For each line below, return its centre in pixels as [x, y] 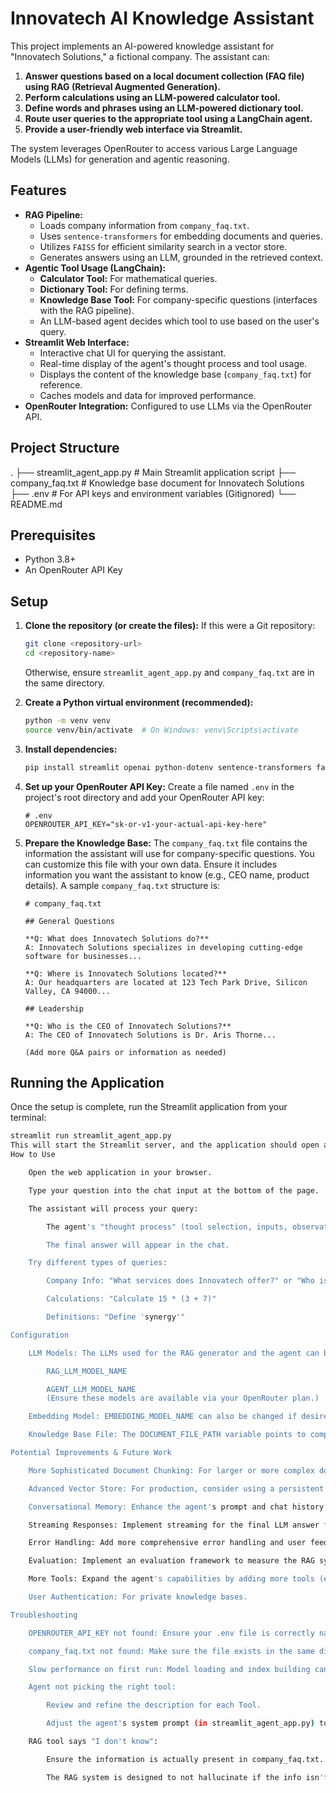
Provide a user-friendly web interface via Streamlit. [133, 129]
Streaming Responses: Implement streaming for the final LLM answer [174, 1525]
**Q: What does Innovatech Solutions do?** [117, 938]
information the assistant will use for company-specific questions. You [169, 853]
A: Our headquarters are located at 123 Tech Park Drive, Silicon [166, 982]
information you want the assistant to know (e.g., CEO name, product [167, 874]
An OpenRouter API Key [73, 570]
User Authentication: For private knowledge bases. [138, 1597]
